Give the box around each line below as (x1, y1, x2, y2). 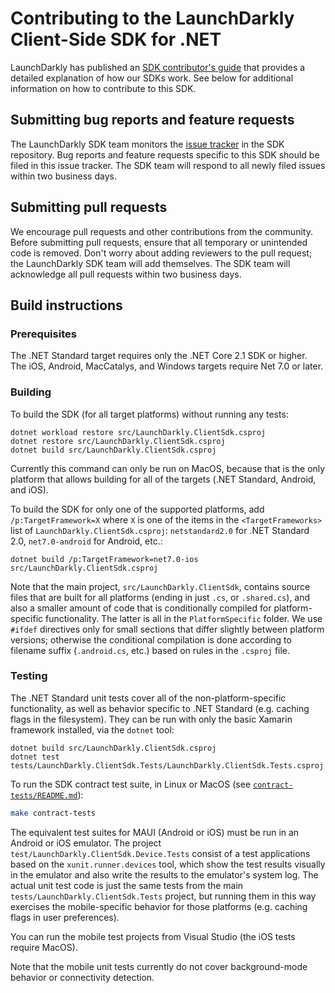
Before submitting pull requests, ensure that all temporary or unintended (10, 236, 308, 248)
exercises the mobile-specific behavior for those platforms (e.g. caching (10, 900, 308, 912)
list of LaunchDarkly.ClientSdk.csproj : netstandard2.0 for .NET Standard (10, 524, 310, 536)
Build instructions (10, 297, 123, 314)
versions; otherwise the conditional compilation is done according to (10, 633, 292, 646)
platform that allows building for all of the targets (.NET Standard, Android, (10, 473, 317, 485)
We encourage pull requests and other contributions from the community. (10, 225, 313, 237)
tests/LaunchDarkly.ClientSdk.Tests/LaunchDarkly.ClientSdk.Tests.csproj (10, 760, 325, 771)
